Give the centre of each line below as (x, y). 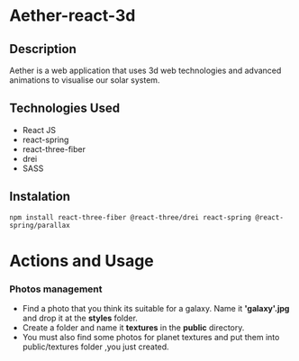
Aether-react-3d (72, 16)
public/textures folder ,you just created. (95, 347)
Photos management (56, 289)
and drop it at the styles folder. (80, 318)
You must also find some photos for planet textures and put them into (151, 338)
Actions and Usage (82, 261)
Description (43, 49)
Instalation (40, 197)
